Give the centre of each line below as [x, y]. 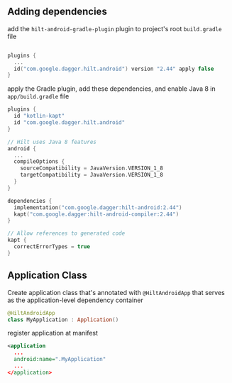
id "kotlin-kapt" [39, 116]
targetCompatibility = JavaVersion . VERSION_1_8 [92, 175]
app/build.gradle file [38, 96]
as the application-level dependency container [75, 300]
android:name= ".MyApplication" [60, 360]
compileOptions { [39, 162]
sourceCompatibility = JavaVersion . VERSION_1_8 [92, 168]
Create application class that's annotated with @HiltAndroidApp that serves [116, 292]
